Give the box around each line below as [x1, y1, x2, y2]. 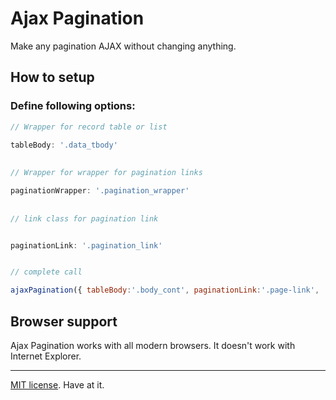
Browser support [10, 313, 118, 330]
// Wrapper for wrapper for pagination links [10, 168, 203, 178]
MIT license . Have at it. [10, 378, 105, 391]
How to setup [10, 69, 95, 86]
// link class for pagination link [10, 213, 159, 224]
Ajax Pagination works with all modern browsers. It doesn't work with [10, 339, 296, 351]
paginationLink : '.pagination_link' [10, 240, 163, 251]
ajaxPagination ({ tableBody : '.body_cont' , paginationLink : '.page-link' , [10, 285, 320, 296]
